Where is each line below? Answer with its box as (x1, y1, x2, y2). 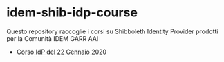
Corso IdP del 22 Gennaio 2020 (16, 48, 107, 56)
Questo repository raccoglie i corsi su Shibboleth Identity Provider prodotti (6, 27, 218, 35)
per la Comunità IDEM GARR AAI (6, 34, 99, 42)
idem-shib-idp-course (6, 5, 138, 20)
